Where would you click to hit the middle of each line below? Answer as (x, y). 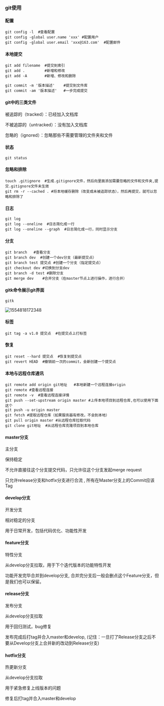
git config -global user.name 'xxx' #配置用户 (52, 37)
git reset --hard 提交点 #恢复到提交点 (44, 356)
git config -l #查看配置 (30, 32)
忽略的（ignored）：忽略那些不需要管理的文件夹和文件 (59, 135)
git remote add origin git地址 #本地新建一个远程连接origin (65, 385)
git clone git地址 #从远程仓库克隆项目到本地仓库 (52, 426)
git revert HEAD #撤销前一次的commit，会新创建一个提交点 (61, 362)
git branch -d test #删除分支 (34, 273)
